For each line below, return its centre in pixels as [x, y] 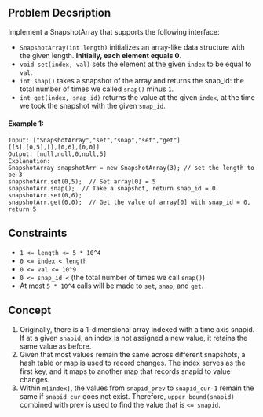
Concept [30, 310]
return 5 [22, 209]
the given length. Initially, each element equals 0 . [100, 55]
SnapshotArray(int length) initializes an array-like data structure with [132, 47]
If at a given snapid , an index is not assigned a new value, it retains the [133, 338]
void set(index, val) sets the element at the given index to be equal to [135, 64]
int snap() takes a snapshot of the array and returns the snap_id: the [132, 80]
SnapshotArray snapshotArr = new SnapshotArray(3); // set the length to [131, 168]
